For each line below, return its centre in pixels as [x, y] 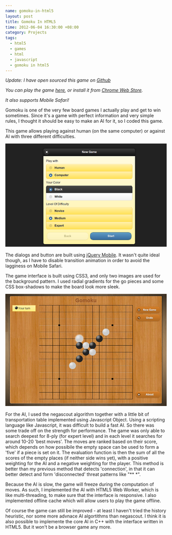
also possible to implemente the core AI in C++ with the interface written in [84, 521]
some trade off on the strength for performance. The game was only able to [85, 430]
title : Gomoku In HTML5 [31, 22]
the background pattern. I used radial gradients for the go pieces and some [84, 281]
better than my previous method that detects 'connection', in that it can [80, 469]
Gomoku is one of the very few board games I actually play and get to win [83, 110]
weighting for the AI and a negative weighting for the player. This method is [84, 463]
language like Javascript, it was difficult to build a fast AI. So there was [80, 425]
